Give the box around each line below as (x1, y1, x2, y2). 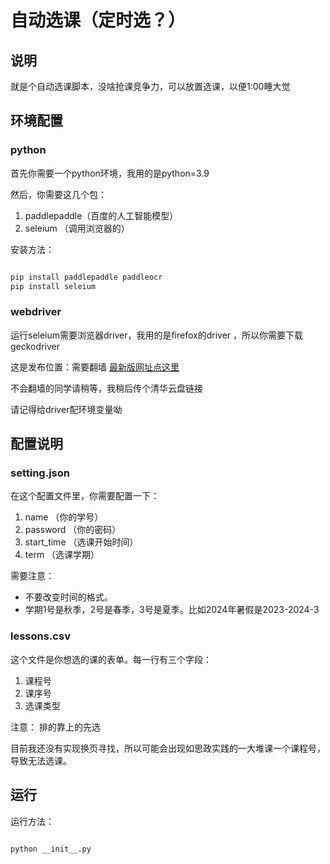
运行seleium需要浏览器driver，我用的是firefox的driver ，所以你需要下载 (10, 329, 304, 341)
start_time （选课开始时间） (24, 536, 139, 548)
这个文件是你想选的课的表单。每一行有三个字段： (10, 653, 212, 665)
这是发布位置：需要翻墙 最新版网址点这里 (10, 361, 180, 373)
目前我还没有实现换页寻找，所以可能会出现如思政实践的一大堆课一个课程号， (10, 742, 326, 754)
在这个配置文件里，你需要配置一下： (10, 490, 160, 502)
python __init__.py (10, 844, 92, 854)
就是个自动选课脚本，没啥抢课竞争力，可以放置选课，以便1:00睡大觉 (10, 81, 291, 92)
